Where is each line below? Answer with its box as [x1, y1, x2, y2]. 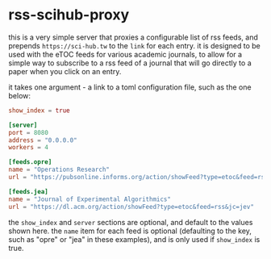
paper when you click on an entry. [8, 66, 122, 76]
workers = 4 [8, 144, 48, 152]
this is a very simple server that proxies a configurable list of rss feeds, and [8, 32, 258, 42]
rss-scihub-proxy [8, 6, 130, 24]
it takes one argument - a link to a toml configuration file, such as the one [8, 82, 252, 92]
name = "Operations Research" [8, 165, 110, 174]
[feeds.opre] [8, 158, 52, 166]
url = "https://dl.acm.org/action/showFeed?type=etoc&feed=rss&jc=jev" [8, 203, 254, 211]
